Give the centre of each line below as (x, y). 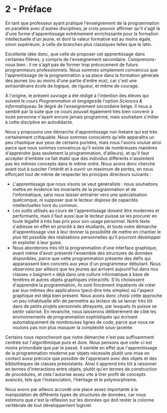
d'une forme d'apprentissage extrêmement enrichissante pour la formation (82, 33)
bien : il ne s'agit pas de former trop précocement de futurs (78, 64)
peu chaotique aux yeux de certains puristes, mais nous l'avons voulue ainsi (83, 142)
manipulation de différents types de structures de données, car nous (76, 394)
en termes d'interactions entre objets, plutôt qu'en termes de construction (81, 369)
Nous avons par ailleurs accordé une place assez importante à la (72, 389)
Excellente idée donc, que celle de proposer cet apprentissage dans (75, 54)
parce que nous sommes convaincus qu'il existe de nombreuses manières (81, 147)
